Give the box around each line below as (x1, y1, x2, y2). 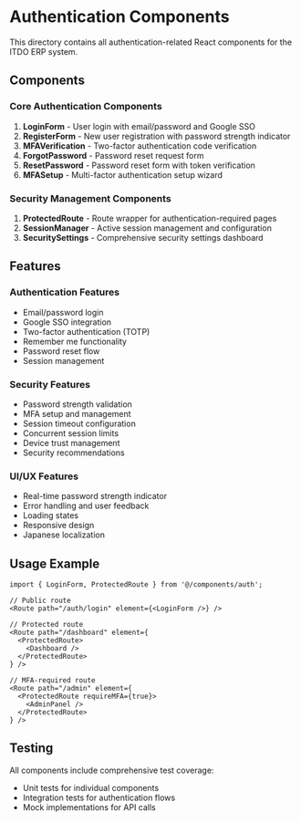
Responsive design (22, 520, 95, 531)
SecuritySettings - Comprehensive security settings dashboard (22, 232, 264, 243)
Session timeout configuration (22, 418, 137, 429)
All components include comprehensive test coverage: (9, 765, 214, 775)
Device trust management (22, 437, 120, 448)
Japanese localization (22, 529, 105, 540)
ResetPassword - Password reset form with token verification (22, 160, 255, 171)
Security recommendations (22, 447, 125, 458)
